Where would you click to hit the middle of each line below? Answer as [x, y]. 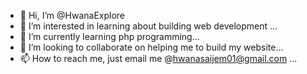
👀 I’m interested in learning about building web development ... [148, 26]
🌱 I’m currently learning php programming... [109, 36]
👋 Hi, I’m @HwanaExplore [72, 15]
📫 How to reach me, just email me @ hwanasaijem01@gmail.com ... [158, 58]
